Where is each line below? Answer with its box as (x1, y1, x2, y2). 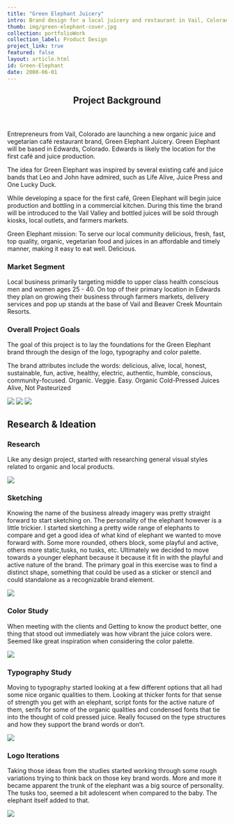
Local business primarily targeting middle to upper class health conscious (7, 278, 219, 286)
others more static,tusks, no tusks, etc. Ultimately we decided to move (7, 546, 210, 555)
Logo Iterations (7, 751, 60, 761)
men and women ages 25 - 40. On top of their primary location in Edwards (7, 285, 221, 294)
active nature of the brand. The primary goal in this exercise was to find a (7, 561, 218, 569)
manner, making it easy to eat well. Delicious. (7, 244, 137, 253)
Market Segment (7, 262, 65, 271)
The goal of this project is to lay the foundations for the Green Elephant (7, 340, 211, 349)
